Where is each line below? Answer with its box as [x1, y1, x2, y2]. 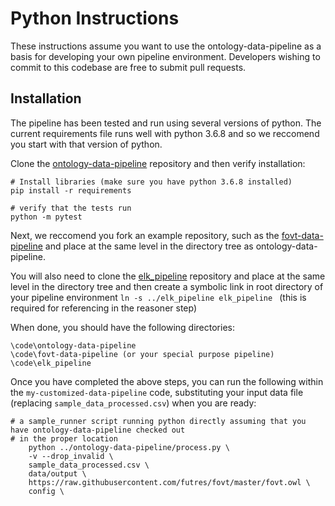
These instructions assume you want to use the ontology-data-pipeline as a [10, 40, 322, 52]
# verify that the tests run [10, 203, 132, 213]
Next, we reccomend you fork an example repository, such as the [10, 229, 280, 241]
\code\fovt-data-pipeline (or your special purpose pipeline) [10, 349, 275, 359]
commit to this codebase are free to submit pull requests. [10, 61, 247, 73]
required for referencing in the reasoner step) [10, 302, 198, 314]
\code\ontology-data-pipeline [10, 340, 137, 351]
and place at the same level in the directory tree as [44, 240, 254, 252]
